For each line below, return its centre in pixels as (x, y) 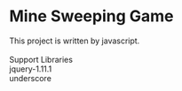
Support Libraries (41, 59)
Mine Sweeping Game (92, 16)
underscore (30, 78)
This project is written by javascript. (75, 41)
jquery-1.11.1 (31, 69)
